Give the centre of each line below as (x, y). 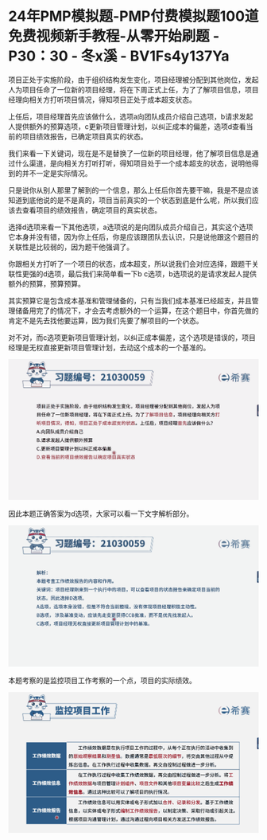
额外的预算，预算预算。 (46, 283)
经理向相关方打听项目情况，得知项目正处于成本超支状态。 (102, 100)
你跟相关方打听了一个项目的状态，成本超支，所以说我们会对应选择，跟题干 (130, 264)
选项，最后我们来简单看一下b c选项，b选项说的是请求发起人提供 (152, 273)
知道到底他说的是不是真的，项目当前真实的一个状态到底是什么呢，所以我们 (130, 200)
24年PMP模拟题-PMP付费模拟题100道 (133, 16)
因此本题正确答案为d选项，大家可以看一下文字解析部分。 (101, 514)
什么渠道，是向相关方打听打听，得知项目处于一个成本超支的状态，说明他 (133, 163)
